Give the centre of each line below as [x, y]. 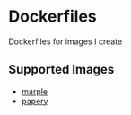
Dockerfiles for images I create [65, 41]
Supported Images [61, 70]
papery [35, 101]
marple [35, 91]
